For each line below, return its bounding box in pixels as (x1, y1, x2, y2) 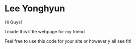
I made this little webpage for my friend (4, 28, 85, 34)
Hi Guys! (4, 19, 22, 25)
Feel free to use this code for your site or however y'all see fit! (4, 38, 132, 44)
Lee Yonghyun (4, 3, 66, 14)
